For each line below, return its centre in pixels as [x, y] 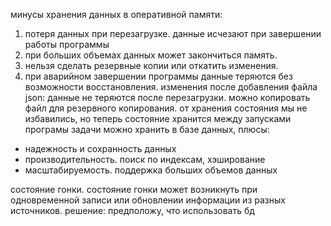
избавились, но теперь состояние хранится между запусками [158, 118]
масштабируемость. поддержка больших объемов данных [151, 170]
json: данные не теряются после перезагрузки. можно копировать [167, 97]
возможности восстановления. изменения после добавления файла [171, 87]
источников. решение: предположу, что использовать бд [132, 210]
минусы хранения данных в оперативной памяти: [116, 14]
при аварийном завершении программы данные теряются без [158, 76]
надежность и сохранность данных [100, 148]
